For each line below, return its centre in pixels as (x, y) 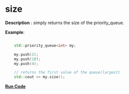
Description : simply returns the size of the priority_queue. (65, 23)
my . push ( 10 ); (27, 59)
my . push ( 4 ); (26, 63)
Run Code (16, 87)
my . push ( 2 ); (26, 54)
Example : (15, 32)
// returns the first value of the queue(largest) (67, 72)
